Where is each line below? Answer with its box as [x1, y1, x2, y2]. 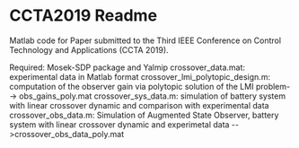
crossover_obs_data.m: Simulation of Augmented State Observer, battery [9, 109, 279, 120]
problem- [255, 81, 290, 91]
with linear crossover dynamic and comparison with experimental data [9, 100, 269, 110]
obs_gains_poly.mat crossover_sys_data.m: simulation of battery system [19, 91, 286, 101]
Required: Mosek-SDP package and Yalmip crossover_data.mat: [9, 62, 245, 73]
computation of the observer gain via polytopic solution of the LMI [9, 81, 254, 91]
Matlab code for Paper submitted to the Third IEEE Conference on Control [9, 35, 281, 46]
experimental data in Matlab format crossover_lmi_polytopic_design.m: [9, 71, 271, 82]
